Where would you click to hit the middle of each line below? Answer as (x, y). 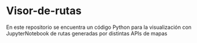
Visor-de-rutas (44, 11)
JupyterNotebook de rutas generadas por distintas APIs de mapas (87, 33)
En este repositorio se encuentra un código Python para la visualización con (99, 27)
